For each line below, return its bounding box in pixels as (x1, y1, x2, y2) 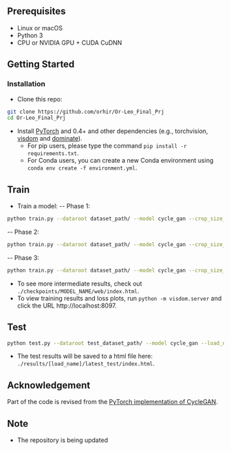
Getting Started (7, 59, 75, 70)
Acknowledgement (7, 379, 91, 391)
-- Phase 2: (7, 228, 39, 236)
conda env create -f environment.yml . (27, 163, 137, 172)
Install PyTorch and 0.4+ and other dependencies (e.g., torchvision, (16, 127, 208, 135)
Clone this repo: (16, 94, 63, 103)
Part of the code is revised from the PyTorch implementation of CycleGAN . (7, 398, 218, 406)
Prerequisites (7, 6, 66, 17)
